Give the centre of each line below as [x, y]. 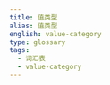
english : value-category [55, 34]
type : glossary [38, 42]
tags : [19, 50]
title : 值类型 [34, 17]
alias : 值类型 [34, 26]
